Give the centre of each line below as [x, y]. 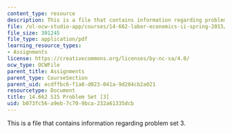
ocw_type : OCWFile [33, 65]
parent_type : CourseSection [48, 78]
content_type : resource [41, 13]
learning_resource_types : [44, 46]
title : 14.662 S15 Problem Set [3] [58, 97]
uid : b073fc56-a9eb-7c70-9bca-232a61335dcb [71, 104]
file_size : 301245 [33, 33]
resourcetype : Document [41, 90]
